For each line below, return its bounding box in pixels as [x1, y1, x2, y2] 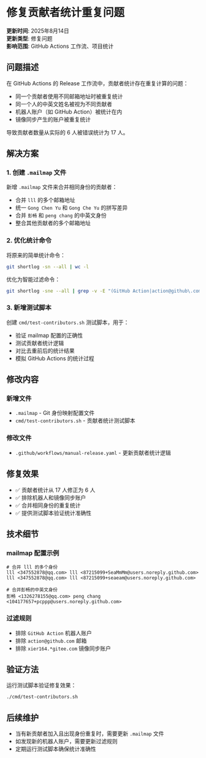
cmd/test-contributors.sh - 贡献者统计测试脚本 [15, 417, 135, 424]
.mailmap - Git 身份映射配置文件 [15, 409, 95, 417]
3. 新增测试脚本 [6, 303, 52, 312]
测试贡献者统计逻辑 [15, 339, 64, 347]
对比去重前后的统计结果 [15, 347, 75, 354]
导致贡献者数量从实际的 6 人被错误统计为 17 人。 [6, 128, 129, 136]
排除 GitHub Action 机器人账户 [15, 629, 92, 636]
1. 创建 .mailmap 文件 [6, 168, 67, 177]
